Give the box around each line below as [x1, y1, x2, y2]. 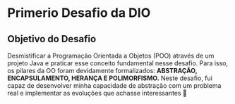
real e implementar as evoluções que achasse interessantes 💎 [7, 89, 187, 97]
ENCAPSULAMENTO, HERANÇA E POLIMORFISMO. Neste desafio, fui [7, 74, 213, 82]
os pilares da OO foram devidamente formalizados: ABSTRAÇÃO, [7, 67, 198, 74]
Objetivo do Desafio [7, 33, 97, 45]
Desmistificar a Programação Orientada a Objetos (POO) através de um [7, 51, 215, 60]
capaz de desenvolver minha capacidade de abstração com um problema [7, 82, 222, 89]
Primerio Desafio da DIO [7, 5, 151, 21]
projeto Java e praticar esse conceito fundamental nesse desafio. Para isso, [7, 59, 228, 67]
